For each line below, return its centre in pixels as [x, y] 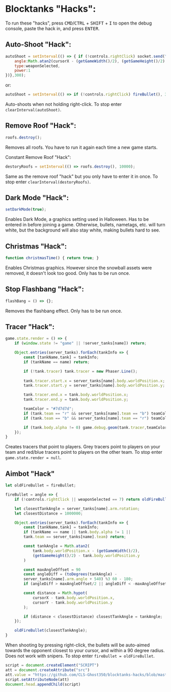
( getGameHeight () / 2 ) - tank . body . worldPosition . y [86, 556]
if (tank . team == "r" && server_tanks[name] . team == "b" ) [86, 413]
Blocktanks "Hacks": [51, 9]
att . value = [18, 675]
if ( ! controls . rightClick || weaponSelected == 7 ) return [77, 499]
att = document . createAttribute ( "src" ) [48, 670]
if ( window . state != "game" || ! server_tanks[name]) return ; [80, 343]
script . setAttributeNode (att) [37, 679]
